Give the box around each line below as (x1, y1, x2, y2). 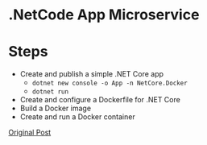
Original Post (8, 127, 52, 138)
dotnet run (31, 88, 69, 96)
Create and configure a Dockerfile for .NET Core (19, 95, 181, 105)
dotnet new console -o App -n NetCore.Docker (31, 79, 188, 88)
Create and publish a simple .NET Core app (19, 69, 164, 79)
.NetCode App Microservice (8, 6, 200, 24)
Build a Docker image (19, 103, 91, 114)
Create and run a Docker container (19, 112, 135, 122)
